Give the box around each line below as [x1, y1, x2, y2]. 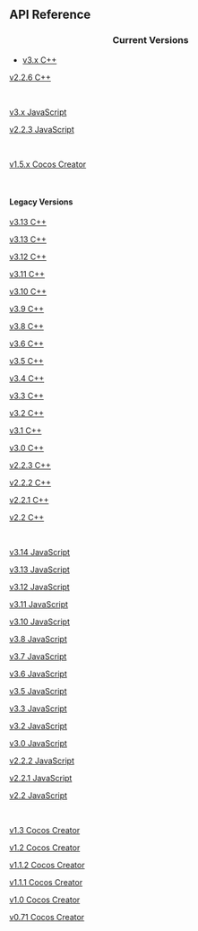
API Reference [9, 7, 91, 22]
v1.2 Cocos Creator [9, 842, 81, 853]
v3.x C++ [22, 54, 57, 65]
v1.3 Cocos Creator [9, 824, 81, 835]
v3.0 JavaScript [9, 737, 67, 748]
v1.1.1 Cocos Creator [9, 876, 83, 887]
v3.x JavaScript [9, 107, 67, 117]
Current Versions [112, 34, 189, 47]
